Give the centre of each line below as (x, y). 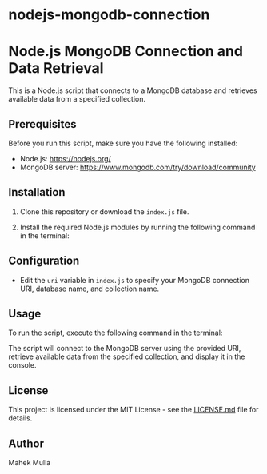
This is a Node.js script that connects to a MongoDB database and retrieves (133, 90)
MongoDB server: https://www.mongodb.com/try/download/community (137, 167)
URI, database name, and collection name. (90, 289)
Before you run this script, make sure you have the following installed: (123, 143)
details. (20, 418)
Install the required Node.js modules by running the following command (137, 227)
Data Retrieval (56, 68)
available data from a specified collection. (77, 99)
